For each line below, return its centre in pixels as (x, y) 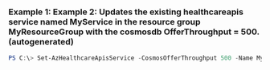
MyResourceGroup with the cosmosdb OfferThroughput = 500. (134, 32)
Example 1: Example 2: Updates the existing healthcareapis (126, 12)
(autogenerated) (41, 41)
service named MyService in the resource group (104, 21)
